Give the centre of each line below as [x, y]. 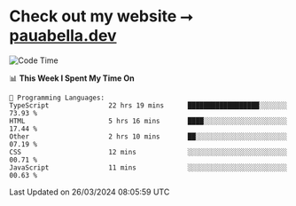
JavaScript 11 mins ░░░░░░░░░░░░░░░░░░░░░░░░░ [148, 167]
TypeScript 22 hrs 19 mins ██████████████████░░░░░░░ [148, 105]
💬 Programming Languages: [57, 98]
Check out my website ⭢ [101, 16]
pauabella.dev [63, 36]
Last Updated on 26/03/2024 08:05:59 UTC [90, 192]
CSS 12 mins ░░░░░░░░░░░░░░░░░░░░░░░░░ [148, 152]
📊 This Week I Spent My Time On [72, 78]
